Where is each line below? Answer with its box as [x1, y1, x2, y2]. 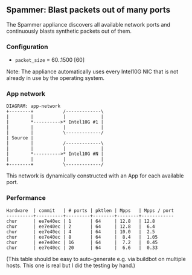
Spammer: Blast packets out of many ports [6, 5, 171, 15]
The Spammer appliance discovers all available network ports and [6, 21, 171, 28]
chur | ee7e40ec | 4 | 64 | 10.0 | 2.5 [6, 228, 155, 235]
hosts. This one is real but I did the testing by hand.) [6, 262, 136, 269]
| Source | [6, 135, 34, 141]
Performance [6, 194, 46, 202]
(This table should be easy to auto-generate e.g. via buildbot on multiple [6, 255, 186, 262]
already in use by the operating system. [6, 75, 104, 82]
